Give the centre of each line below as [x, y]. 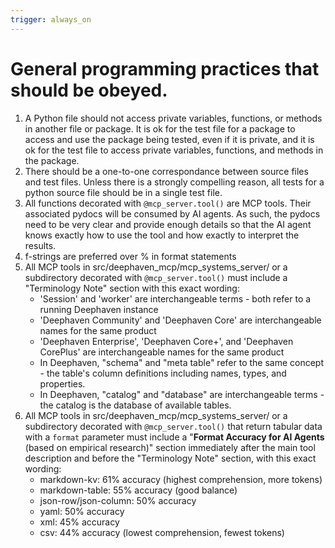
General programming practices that [165, 68]
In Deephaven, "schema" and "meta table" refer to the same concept [182, 362]
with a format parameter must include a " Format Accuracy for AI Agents [174, 437]
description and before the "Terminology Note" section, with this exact [170, 458]
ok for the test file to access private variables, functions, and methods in [174, 150]
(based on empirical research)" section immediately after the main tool [170, 447]
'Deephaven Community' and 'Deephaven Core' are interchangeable [180, 320]
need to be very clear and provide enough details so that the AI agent [168, 224]
